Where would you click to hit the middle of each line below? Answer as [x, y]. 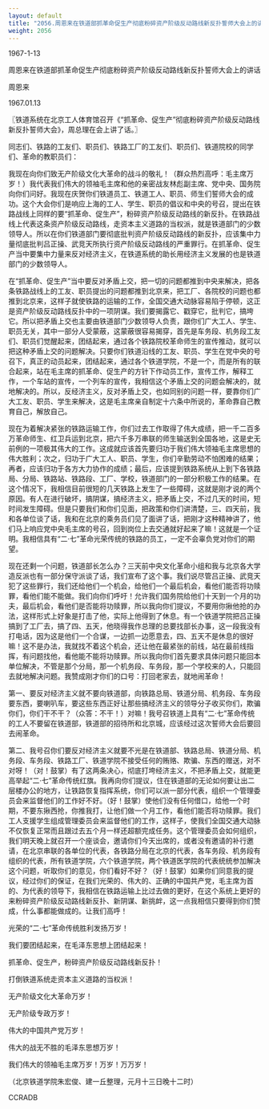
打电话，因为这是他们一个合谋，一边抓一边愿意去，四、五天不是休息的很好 [131, 636]
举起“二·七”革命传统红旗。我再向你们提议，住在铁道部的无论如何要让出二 [135, 781]
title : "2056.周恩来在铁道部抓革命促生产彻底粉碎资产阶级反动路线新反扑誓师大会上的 [133, 23]
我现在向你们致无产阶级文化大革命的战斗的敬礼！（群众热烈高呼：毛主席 [127, 174]
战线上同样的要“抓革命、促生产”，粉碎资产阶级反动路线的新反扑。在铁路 [134, 214]
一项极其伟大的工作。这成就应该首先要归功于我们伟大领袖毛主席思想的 [145, 449]
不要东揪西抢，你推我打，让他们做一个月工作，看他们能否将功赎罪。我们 [141, 810]
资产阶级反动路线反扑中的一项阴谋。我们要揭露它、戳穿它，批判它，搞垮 [134, 311]
